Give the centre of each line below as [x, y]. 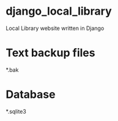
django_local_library [59, 11]
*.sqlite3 [16, 111]
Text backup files [50, 53]
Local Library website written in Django [55, 28]
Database [31, 94]
